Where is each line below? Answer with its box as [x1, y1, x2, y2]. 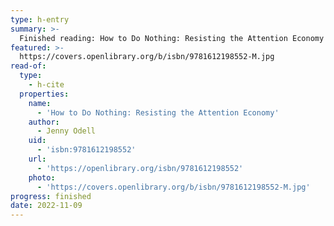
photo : [28, 172, 56, 183]
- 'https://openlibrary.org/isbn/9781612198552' [36, 163, 244, 173]
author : [28, 117, 60, 127]
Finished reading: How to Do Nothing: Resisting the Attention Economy [19, 33, 325, 43]
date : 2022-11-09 [10, 201, 83, 211]
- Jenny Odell [36, 126, 97, 136]
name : [28, 98, 52, 108]
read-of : [10, 61, 47, 71]
